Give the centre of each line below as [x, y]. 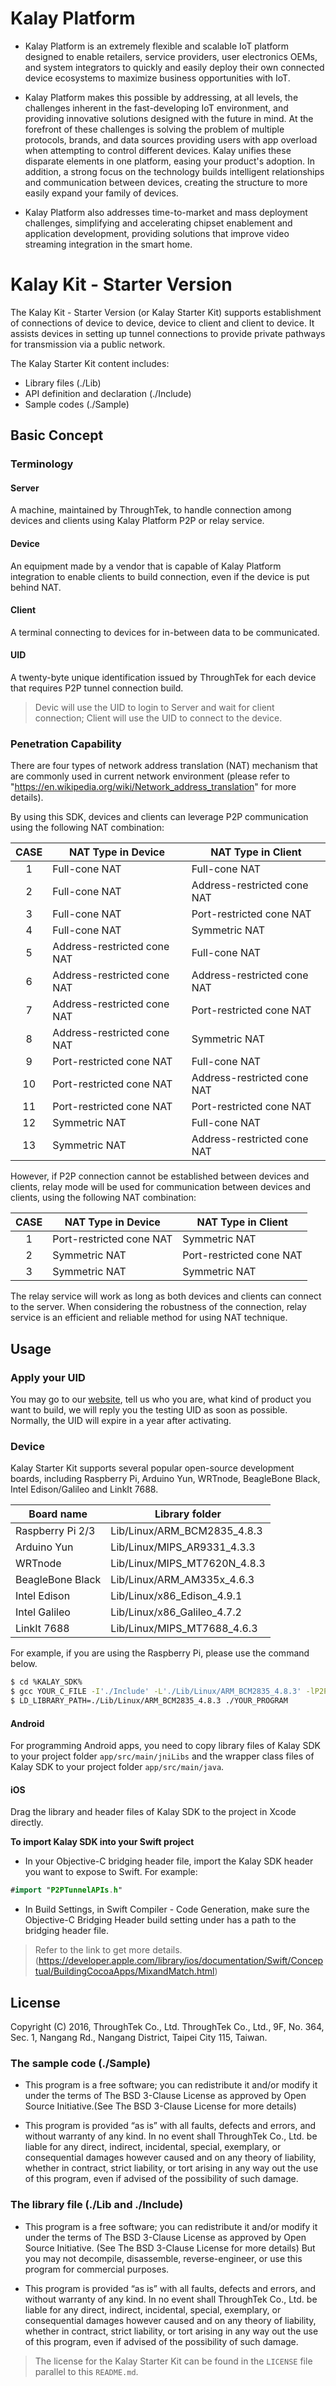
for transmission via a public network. [88, 344]
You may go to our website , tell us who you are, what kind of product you [161, 1399]
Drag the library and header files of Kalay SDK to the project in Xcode [153, 1812]
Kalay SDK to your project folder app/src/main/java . [117, 1767]
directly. [27, 1823]
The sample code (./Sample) [80, 2063]
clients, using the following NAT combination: [103, 1198]
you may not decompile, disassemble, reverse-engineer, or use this [163, 2258]
